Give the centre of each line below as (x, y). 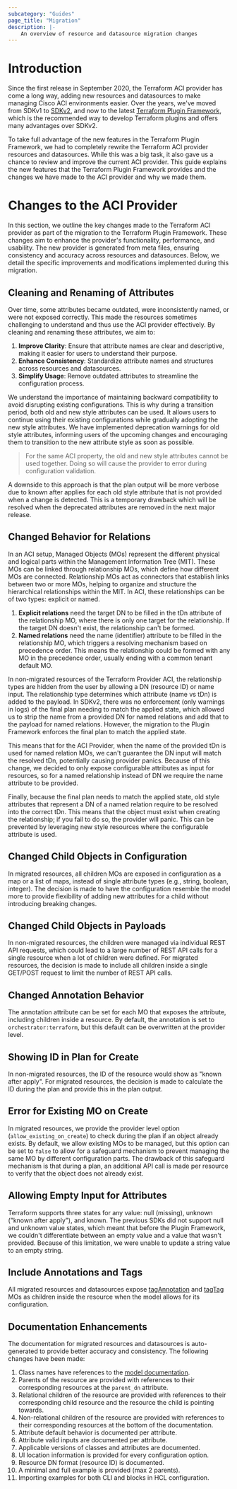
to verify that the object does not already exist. (76, 1173)
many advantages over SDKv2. (53, 126)
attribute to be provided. (43, 783)
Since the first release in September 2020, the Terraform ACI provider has (115, 88)
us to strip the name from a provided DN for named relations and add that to (119, 717)
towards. (31, 1410)
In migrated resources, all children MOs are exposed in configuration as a (115, 874)
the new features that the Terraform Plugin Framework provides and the (113, 170)
